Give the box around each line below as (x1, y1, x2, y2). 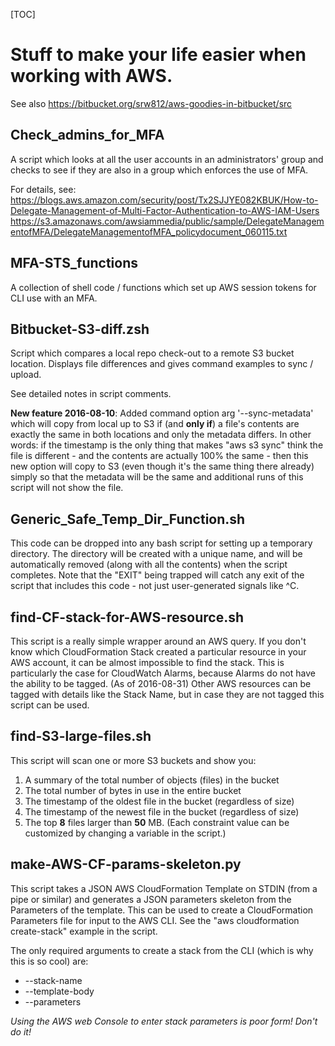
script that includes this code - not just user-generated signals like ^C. (10, 580, 300, 592)
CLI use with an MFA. (10, 292, 98, 304)
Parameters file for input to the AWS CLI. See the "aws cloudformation (10, 914, 300, 926)
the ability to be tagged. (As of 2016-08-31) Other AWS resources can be (10, 678, 312, 689)
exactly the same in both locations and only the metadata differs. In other (10, 429, 312, 441)
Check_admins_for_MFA (10, 127, 165, 144)
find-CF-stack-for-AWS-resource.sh (10, 609, 245, 626)
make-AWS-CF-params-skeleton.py (10, 856, 242, 873)
